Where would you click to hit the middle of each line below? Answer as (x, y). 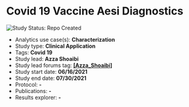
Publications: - (33, 91)
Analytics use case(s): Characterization (65, 39)
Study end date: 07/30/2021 (50, 78)
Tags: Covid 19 (34, 52)
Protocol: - (28, 84)
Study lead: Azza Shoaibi (47, 59)
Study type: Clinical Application (55, 46)
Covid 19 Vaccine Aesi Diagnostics (95, 11)
